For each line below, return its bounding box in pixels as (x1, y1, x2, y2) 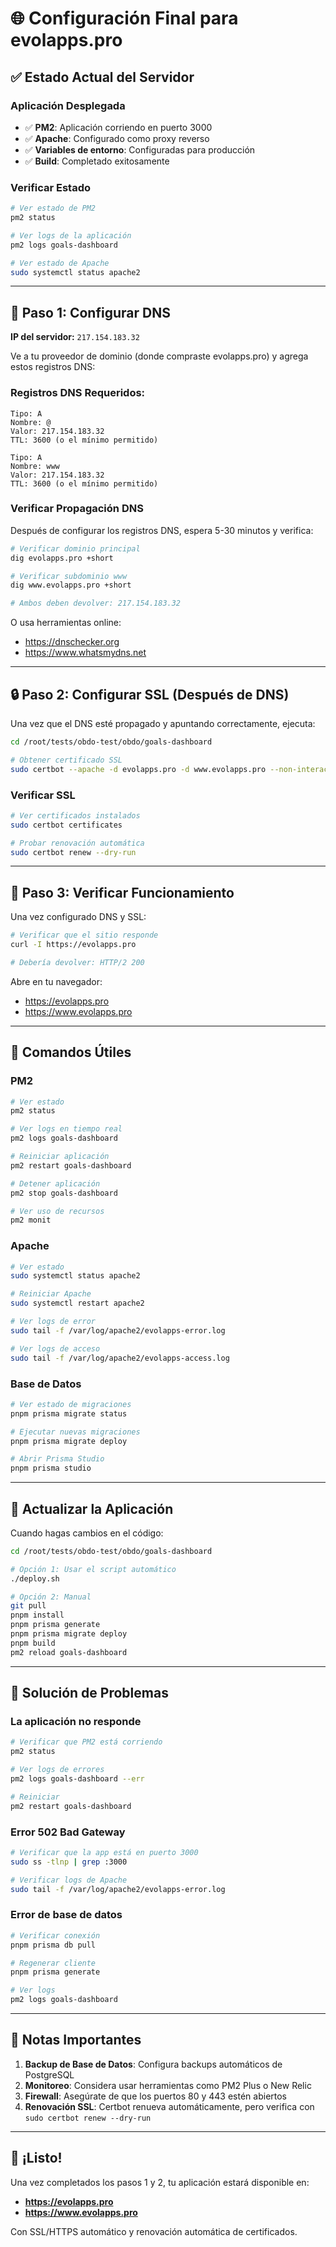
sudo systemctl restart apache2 (10, 1298, 145, 1309)
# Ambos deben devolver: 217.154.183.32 (10, 598, 182, 609)
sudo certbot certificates (10, 820, 123, 830)
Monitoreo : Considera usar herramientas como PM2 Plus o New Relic (24, 2079, 312, 2091)
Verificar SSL (10, 788, 76, 802)
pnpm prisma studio (10, 1463, 92, 1474)
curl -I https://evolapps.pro (10, 940, 137, 950)
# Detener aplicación (10, 1178, 101, 1189)
